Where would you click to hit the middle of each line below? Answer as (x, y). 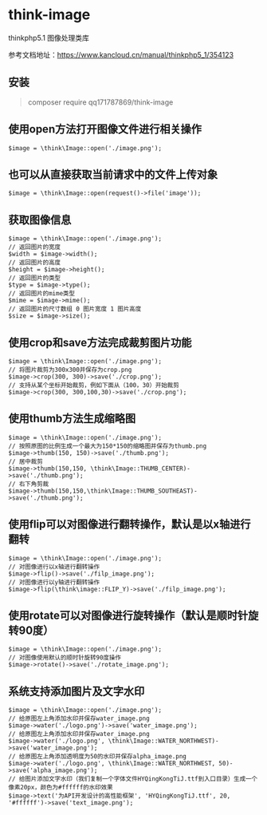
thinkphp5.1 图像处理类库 (49, 38)
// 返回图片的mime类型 (42, 294)
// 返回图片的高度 (35, 263)
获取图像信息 (40, 220)
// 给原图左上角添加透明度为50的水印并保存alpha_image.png (98, 757)
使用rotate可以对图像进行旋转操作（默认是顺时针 (128, 616)
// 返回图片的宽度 (35, 247)
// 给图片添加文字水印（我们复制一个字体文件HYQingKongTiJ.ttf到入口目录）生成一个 (133, 779)
